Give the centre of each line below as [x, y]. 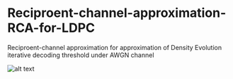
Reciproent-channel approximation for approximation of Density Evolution [114, 47]
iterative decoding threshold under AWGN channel [81, 55]
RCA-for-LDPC [51, 28]
